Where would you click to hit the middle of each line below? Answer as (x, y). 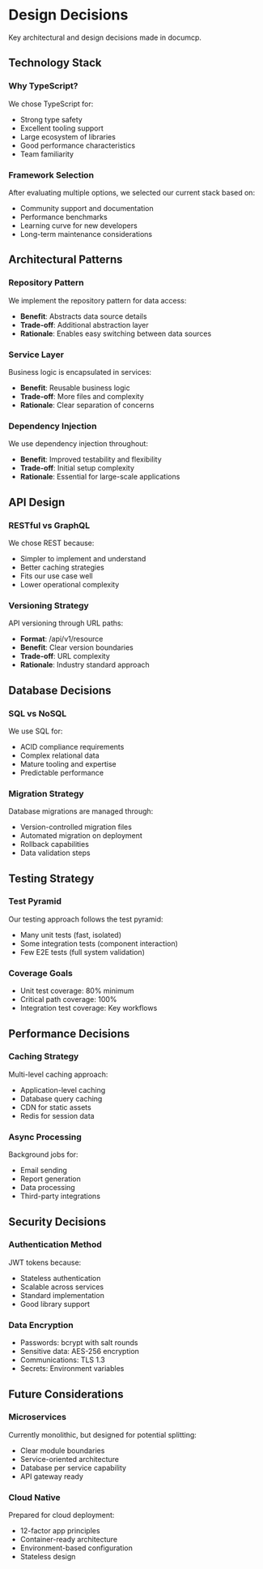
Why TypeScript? (43, 86)
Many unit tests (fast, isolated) (70, 935)
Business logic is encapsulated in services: (80, 372)
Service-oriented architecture (70, 1459)
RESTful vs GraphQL (49, 525)
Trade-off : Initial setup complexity (77, 468)
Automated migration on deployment (81, 836)
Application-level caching (63, 1090)
